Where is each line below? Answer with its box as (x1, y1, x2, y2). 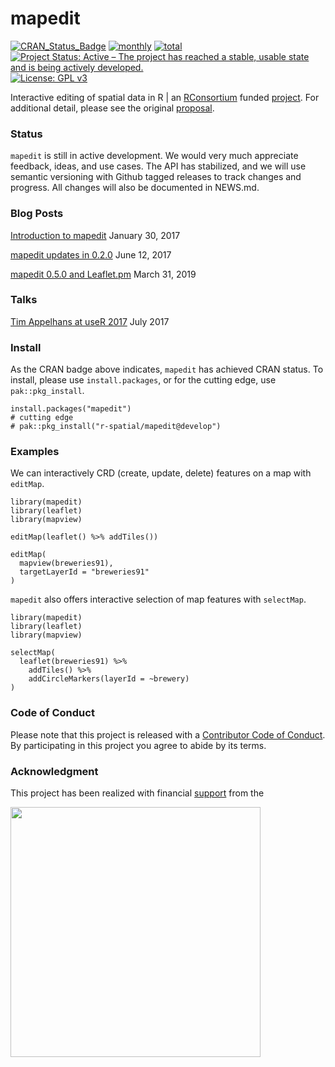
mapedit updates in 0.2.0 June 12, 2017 (10, 248, 172, 261)
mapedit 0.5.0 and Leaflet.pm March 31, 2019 (10, 268, 197, 280)
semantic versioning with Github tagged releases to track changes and (10, 171, 302, 183)
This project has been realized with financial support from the (10, 787, 265, 799)
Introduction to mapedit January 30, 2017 (10, 229, 181, 241)
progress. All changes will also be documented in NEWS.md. (10, 182, 260, 194)
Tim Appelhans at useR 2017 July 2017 (10, 315, 170, 327)
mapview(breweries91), (19, 558, 114, 569)
